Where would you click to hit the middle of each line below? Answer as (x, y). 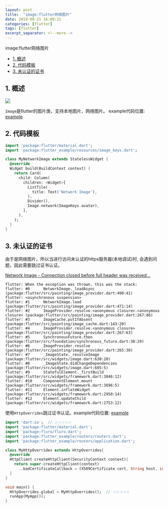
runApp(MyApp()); (28, 496)
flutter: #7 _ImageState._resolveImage (52, 355)
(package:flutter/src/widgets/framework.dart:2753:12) (63, 403)
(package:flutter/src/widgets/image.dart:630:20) (58, 359)
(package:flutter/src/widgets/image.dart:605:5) (57, 368)
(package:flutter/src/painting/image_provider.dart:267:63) (69, 333)
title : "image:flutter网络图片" (38, 15)
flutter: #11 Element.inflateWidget (48, 390)
